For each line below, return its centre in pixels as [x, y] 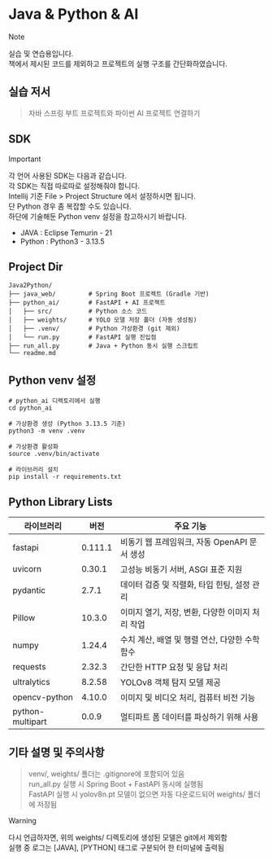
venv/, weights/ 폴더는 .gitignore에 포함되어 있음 [106, 774]
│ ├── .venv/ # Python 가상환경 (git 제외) [94, 329]
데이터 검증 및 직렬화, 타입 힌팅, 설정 [185, 585]
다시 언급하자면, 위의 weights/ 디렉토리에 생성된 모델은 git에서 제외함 [118, 837]
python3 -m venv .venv [47, 431]
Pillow [24, 618]
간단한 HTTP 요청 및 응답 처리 [174, 667]
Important [25, 159]
